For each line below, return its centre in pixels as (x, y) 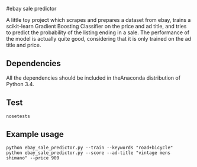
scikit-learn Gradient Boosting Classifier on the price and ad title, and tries (96, 26)
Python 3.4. (20, 84)
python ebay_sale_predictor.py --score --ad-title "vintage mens (88, 153)
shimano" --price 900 (33, 158)
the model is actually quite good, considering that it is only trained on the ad (98, 39)
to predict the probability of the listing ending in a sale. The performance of (98, 32)
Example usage (35, 134)
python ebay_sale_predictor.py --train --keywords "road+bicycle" (90, 148)
